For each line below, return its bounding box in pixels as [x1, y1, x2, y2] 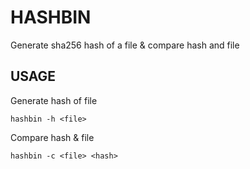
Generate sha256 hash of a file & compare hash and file [10, 39, 240, 51]
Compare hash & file [10, 131, 95, 143]
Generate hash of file [10, 94, 98, 106]
